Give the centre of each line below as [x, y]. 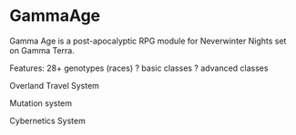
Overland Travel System [55, 85]
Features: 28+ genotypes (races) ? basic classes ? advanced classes [139, 68]
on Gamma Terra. [42, 50]
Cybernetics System [48, 121]
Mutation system [41, 103]
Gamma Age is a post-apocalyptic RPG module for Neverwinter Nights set [148, 41]
